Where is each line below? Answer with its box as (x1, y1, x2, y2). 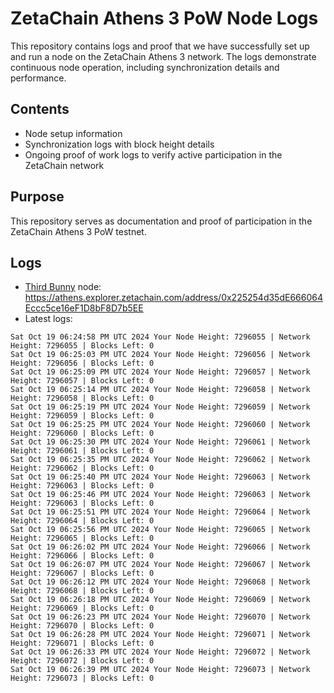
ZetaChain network (24, 159, 105, 171)
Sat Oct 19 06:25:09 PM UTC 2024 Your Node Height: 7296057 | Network (10, 367, 311, 377)
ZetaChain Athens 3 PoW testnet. (10, 225, 147, 237)
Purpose (10, 188, 65, 206)
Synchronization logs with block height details (24, 138, 215, 150)
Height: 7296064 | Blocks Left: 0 (10, 516, 155, 526)
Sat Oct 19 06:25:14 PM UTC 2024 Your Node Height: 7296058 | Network (10, 385, 311, 395)
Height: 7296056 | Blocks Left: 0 (10, 358, 155, 369)
